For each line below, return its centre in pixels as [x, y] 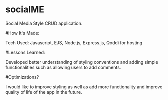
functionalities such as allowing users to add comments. [63, 67]
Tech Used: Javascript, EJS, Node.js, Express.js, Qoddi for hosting [74, 42]
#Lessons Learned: [25, 52]
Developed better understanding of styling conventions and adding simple [82, 62]
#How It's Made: [22, 33]
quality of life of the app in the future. [44, 92]
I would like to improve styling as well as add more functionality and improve [84, 87]
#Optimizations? [22, 77]
